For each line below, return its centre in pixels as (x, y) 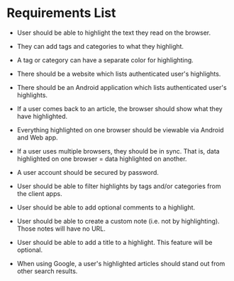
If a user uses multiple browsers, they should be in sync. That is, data (118, 151)
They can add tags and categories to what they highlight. (100, 46)
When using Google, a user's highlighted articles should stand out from (121, 263)
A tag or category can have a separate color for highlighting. (105, 60)
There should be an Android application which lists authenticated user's (122, 87)
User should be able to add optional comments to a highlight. (106, 207)
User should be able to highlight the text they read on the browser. (113, 33)
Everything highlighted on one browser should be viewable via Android (120, 130)
